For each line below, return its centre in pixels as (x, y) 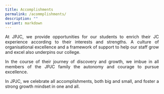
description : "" (21, 18)
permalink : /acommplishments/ (36, 14)
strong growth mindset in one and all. (42, 86)
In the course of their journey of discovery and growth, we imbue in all (82, 62)
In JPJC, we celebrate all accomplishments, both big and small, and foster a (82, 81)
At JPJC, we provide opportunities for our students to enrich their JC (82, 37)
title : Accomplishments (29, 9)
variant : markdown (24, 23)
